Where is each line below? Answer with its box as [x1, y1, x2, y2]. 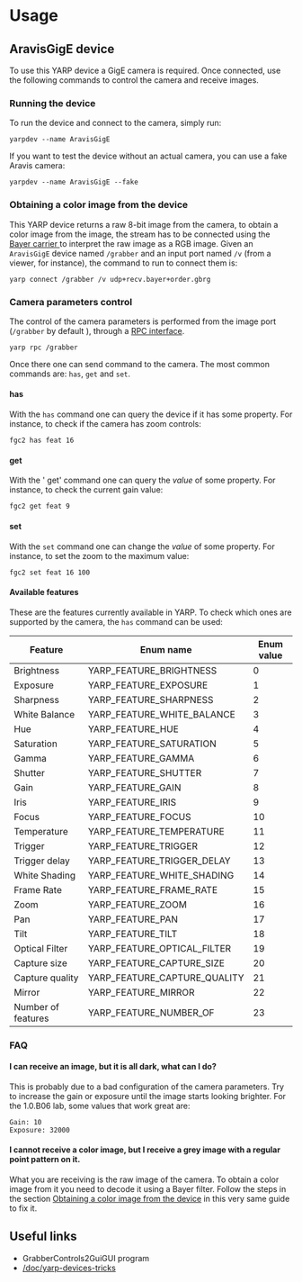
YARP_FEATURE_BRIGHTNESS [87, 664, 218, 676]
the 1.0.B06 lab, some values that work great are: [9, 1100, 191, 1111]
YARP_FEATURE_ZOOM [87, 898, 187, 910]
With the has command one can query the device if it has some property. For [9, 409, 293, 420]
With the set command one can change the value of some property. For [9, 541, 276, 552]
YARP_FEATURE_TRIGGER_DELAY [87, 854, 231, 867]
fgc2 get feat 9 [9, 501, 70, 511]
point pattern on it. [9, 1154, 81, 1165]
